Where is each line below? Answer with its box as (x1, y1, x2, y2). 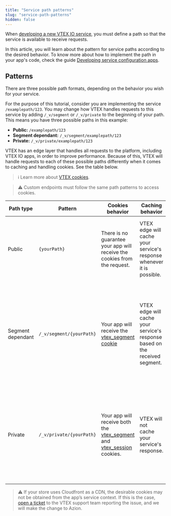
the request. (101, 261, 130, 268)
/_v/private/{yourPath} (39, 432, 97, 438)
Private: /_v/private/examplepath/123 (12, 138, 93, 144)
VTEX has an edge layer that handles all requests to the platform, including (5, 148, 162, 154)
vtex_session (101, 444, 132, 451)
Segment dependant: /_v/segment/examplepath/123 (12, 132, 122, 138)
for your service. (5, 91, 40, 97)
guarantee (101, 236, 126, 243)
